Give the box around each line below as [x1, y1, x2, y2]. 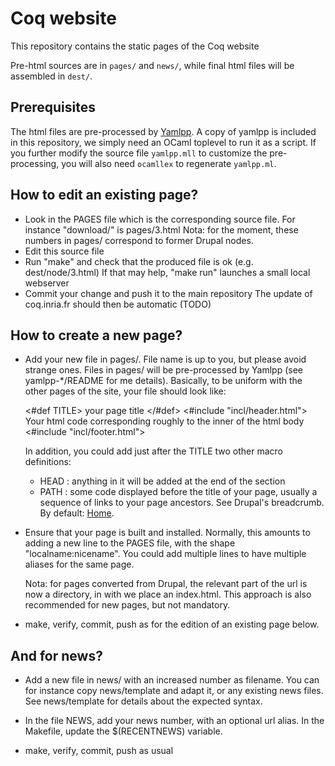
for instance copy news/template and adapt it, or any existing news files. [24, 685, 324, 697]
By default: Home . [39, 507, 115, 519]
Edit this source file [24, 245, 105, 257]
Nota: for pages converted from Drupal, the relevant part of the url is [24, 578, 308, 590]
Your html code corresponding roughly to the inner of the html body [24, 415, 305, 427]
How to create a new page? [10, 327, 183, 344]
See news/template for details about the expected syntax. [24, 695, 263, 707]
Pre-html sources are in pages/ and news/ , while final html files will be [10, 59, 295, 71]
